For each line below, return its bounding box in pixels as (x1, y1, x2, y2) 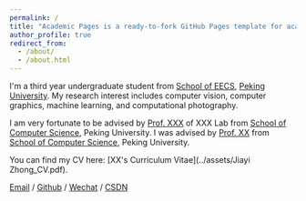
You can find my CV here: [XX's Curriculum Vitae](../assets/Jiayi (9, 155, 250, 165)
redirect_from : (9, 38, 67, 48)
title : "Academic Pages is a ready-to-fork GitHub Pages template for (9, 22, 283, 31)
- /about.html (17, 55, 71, 65)
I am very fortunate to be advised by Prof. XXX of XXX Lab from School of (9, 117, 287, 128)
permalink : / (9, 13, 59, 23)
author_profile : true (9, 30, 92, 39)
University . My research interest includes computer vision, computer (9, 90, 267, 101)
